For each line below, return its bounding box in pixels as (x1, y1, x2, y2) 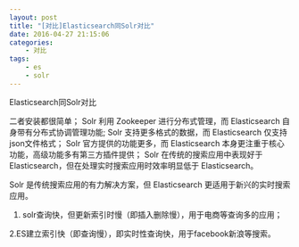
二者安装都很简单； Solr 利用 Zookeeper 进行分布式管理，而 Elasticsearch (9, 115, 280, 126)
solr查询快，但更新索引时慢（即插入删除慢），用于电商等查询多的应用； (21, 209, 283, 219)
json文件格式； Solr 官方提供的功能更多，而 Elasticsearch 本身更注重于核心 (9, 137, 286, 148)
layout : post (9, 12, 58, 22)
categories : (9, 37, 54, 47)
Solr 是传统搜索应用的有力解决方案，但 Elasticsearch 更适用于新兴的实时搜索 (9, 179, 291, 190)
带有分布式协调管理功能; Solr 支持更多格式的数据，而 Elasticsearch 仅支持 (16, 127, 287, 137)
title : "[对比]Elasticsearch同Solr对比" (9, 21, 154, 30)
